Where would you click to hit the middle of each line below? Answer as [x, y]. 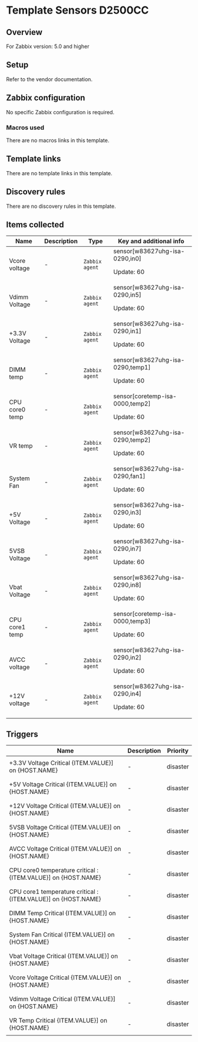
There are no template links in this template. [60, 173]
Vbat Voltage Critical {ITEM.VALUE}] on [64, 956]
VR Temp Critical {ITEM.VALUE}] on [58, 1021]
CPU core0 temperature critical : [54, 870]
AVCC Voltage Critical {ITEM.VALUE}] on [65, 849]
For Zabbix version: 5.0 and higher [48, 46]
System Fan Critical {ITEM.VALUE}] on [62, 935]
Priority [178, 751]
